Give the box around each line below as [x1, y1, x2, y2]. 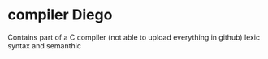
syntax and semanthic [7, 40, 82, 50]
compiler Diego [7, 6, 113, 24]
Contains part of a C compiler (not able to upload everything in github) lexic [7, 32, 261, 42]
